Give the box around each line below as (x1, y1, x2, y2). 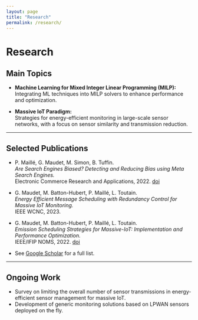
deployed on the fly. (14, 307, 64, 314)
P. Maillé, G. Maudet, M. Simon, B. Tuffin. (14, 159, 114, 166)
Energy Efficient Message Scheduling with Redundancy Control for (14, 195, 177, 203)
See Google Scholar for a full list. (14, 250, 95, 257)
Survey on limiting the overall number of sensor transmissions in (14, 288, 171, 295)
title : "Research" (6, 14, 51, 20)
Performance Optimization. (14, 232, 81, 239)
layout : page (6, 8, 38, 15)
